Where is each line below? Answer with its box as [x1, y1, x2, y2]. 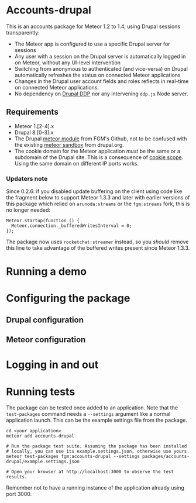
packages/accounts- [142, 454, 190, 460]
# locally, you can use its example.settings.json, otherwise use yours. [6, 449, 190, 454]
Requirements [6, 107, 59, 117]
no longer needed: [6, 206, 51, 213]
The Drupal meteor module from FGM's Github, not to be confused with [14, 135, 187, 142]
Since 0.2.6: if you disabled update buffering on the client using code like [6, 188, 183, 195]
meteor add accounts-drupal [6, 433, 75, 439]
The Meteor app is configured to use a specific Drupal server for [14, 40, 171, 47]
